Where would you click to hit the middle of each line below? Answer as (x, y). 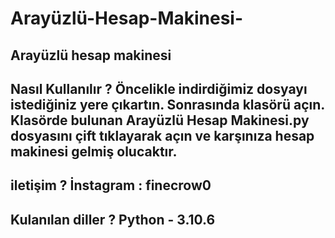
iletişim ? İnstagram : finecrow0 (111, 185)
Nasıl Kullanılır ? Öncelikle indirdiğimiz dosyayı (159, 88)
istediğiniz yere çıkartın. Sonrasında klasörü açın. (167, 104)
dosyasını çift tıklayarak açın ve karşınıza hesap (162, 135)
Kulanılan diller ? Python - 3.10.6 (113, 219)
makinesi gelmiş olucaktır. (94, 151)
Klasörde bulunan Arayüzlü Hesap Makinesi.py (160, 120)
